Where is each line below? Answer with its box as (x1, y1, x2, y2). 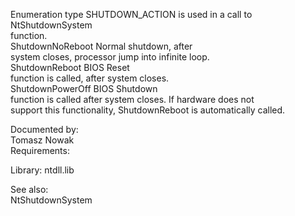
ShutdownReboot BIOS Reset (10, 62, 130, 73)
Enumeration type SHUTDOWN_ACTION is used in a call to (10, 9, 253, 20)
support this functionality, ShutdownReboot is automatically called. (10, 104, 286, 116)
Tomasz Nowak (10, 134, 75, 146)
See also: (10, 184, 49, 195)
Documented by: (10, 124, 79, 135)
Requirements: (10, 145, 70, 156)
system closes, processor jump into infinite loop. (10, 51, 210, 63)
